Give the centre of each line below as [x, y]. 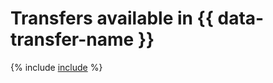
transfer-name [72, 39]
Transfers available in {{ [112, 18]
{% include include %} [56, 67]
